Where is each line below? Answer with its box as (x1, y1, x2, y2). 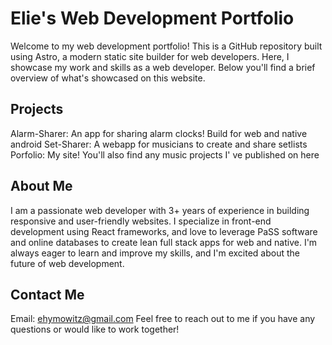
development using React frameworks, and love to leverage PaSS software (10, 225, 318, 237)
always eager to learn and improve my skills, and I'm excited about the (10, 247, 301, 259)
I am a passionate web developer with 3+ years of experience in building (10, 204, 310, 216)
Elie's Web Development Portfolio (10, 7, 295, 30)
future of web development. (10, 257, 125, 269)
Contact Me (10, 286, 85, 303)
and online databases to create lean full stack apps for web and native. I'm (10, 236, 318, 248)
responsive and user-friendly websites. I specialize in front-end (10, 215, 272, 227)
